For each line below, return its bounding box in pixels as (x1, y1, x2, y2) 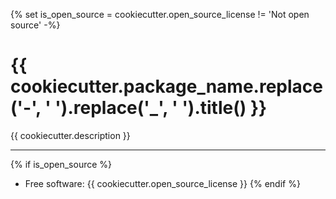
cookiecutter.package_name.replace (10, 75, 323, 98)
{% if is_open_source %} (10, 158, 113, 170)
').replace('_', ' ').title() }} (54, 97, 268, 119)
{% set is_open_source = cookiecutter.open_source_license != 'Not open (10, 9, 310, 20)
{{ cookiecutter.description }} (10, 129, 131, 141)
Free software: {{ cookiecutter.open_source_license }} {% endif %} (24, 177, 301, 189)
